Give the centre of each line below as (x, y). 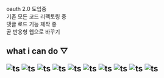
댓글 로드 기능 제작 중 (31, 24)
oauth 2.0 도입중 (27, 9)
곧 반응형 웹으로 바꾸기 (33, 32)
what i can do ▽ (37, 51)
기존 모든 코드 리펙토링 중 (37, 16)
